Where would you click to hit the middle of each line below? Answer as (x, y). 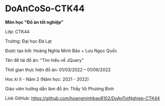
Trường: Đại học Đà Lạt (28, 41)
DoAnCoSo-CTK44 (45, 9)
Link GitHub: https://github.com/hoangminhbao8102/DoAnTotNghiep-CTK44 (82, 98)
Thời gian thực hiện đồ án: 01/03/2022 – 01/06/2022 (58, 70)
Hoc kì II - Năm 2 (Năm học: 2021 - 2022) (47, 79)
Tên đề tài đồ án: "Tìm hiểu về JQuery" (44, 60)
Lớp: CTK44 (17, 31)
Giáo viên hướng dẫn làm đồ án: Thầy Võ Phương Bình (60, 88)
